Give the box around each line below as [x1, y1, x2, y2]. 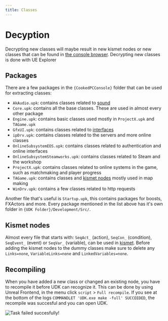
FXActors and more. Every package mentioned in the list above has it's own [5, 201, 163, 207]
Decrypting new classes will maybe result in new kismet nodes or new [5, 46, 152, 52]
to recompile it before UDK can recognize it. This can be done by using [5, 284, 153, 290]
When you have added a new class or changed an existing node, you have [5, 279, 160, 285]
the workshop [12, 159, 42, 165]
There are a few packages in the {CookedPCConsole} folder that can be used [5, 84, 162, 91]
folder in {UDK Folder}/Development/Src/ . [5, 206, 91, 212]
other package [12, 111, 44, 117]
